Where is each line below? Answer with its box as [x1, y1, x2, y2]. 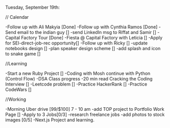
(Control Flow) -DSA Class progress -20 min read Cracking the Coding [5, 76, 153, 81]
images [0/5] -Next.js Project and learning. [5, 117, 95, 123]
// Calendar [5, 14, 29, 20]
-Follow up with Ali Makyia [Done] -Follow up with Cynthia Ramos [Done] [5, 24, 158, 30]
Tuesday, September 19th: [5, 5, 60, 10]
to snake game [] [5, 51, 41, 57]
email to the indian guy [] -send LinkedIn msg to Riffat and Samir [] [17, 29, 156, 35]
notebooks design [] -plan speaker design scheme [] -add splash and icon [5, 46, 161, 51]
